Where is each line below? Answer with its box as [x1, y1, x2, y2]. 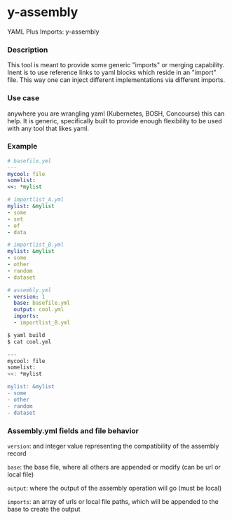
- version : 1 [7, 293, 46, 300]
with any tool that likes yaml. [7, 124, 90, 132]
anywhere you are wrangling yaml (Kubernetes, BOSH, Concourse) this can [7, 109, 225, 118]
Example [7, 142, 38, 151]
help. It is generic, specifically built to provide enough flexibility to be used [7, 116, 222, 125]
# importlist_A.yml [7, 196, 64, 203]
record [7, 449, 27, 458]
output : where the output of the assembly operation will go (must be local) [7, 484, 222, 492]
